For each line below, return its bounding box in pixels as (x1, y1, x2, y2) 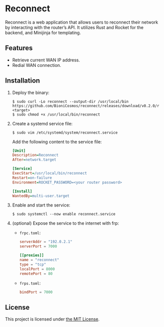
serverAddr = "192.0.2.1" (19, 239, 72, 244)
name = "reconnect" (19, 258, 60, 263)
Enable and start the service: (12, 202, 70, 208)
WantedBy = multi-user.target (12, 193, 70, 198)
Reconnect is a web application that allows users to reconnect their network (5, 19, 158, 25)
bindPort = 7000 (19, 290, 53, 295)
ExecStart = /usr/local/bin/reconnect (12, 171, 87, 176)
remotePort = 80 (19, 271, 53, 276)
